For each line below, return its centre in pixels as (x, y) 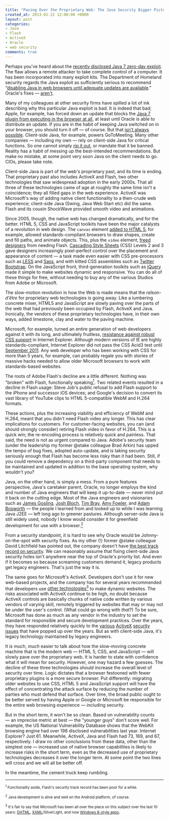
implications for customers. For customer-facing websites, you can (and (80, 424)
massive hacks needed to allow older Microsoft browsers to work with (78, 361)
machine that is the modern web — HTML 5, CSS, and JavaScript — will (80, 651)
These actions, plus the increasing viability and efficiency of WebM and (79, 414)
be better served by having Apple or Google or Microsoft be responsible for (83, 700)
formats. (14, 403)
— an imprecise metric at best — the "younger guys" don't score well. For (82, 720)
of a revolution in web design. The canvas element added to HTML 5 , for (80, 229)
